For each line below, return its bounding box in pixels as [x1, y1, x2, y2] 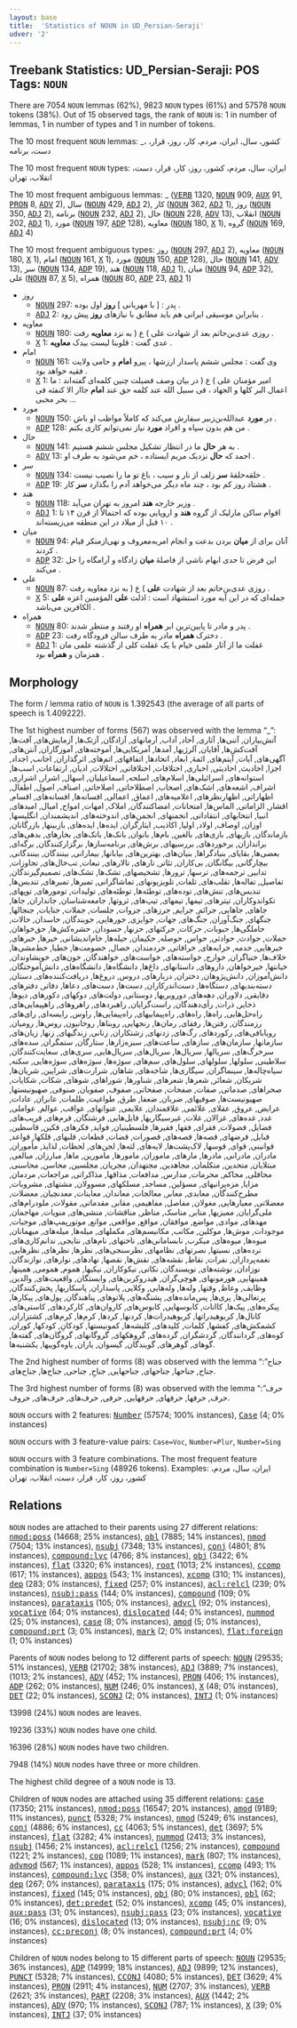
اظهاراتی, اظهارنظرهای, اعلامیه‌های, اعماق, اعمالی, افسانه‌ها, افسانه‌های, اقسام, [9, 791, 274, 801]
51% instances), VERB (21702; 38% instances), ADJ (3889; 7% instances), [9, 1662, 279, 1672]
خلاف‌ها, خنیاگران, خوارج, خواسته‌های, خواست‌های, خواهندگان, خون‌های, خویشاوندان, [9, 952, 286, 962]
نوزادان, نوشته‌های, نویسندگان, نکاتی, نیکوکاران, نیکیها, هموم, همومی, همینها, [9, 1263, 261, 1274]
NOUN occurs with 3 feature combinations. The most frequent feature [9, 1454, 257, 1463]
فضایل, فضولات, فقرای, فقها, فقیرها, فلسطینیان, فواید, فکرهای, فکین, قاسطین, [9, 1122, 272, 1132]
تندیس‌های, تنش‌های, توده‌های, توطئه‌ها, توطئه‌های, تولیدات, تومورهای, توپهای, [9, 886, 262, 896]
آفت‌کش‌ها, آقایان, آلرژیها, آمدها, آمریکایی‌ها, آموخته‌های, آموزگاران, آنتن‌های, [9, 744, 258, 754]
